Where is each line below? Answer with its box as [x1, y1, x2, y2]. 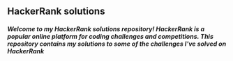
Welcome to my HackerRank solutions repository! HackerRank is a [7, 24, 205, 33]
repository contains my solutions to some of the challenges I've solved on [7, 40, 227, 48]
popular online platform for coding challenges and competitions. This [7, 32, 214, 40]
